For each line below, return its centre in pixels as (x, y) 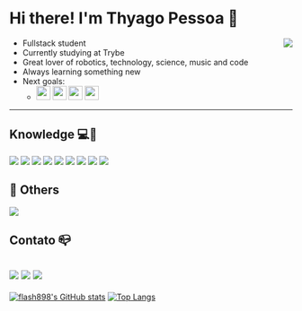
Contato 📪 (40, 240)
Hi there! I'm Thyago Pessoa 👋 (124, 18)
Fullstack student (54, 43)
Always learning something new (81, 72)
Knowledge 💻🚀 (53, 135)
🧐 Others (35, 190)
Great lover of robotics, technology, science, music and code (135, 62)
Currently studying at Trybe (73, 52)
